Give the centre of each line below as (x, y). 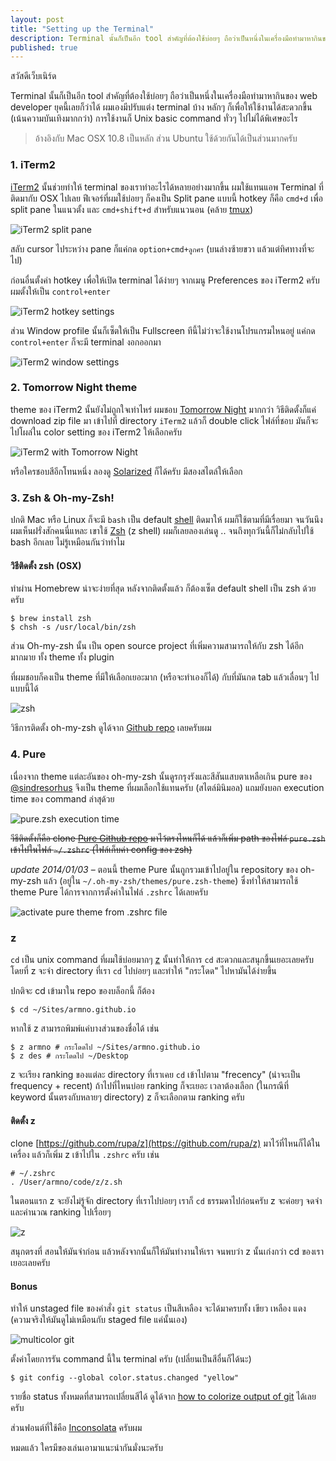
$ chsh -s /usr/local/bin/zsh (73, 627)
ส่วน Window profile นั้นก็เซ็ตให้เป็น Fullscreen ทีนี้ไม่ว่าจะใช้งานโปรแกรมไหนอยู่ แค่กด (163, 330)
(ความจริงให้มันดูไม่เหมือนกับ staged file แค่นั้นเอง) (99, 1320)
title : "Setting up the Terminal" (82, 29)
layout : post (37, 19)
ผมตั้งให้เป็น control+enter (60, 291)
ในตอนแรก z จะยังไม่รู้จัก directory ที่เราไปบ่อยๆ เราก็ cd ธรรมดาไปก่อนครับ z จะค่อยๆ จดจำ (166, 1201)
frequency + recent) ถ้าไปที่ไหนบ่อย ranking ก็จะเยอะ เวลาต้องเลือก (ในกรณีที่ (150, 1085)
